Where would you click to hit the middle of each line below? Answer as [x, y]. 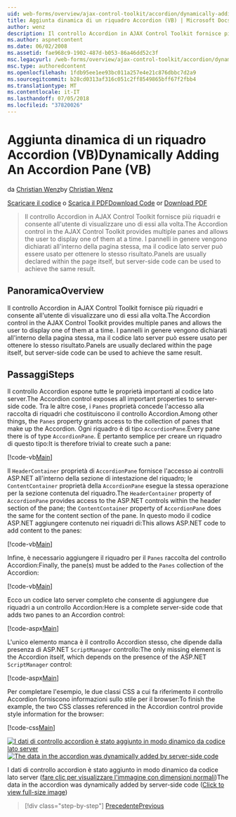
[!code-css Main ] [31, 728]
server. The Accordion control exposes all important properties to [101, 399]
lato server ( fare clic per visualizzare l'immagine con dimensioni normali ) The [118, 778]
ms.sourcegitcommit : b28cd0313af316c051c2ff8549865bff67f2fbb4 [102, 79]
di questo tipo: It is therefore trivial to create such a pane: [89, 444]
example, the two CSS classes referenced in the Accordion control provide [115, 707]
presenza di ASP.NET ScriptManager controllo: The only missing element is [114, 650]
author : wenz [26, 27]
